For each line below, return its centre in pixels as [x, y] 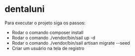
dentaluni [25, 9]
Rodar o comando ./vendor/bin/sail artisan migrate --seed [71, 43]
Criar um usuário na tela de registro [48, 48]
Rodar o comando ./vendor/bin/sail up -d [53, 38]
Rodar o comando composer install [48, 32]
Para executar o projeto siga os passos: [45, 23]
